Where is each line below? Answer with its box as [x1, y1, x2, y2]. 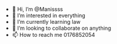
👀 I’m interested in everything [12, 12, 86, 19]
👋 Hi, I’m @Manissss [12, 6, 64, 12]
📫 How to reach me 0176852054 [12, 32, 95, 38]
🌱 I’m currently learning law [12, 18, 81, 25]
